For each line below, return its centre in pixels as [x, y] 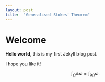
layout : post [19, 10]
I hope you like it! [23, 64]
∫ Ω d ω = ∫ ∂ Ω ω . [86, 74]
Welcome [26, 40]
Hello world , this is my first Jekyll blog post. [51, 54]
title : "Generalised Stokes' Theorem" [48, 15]
